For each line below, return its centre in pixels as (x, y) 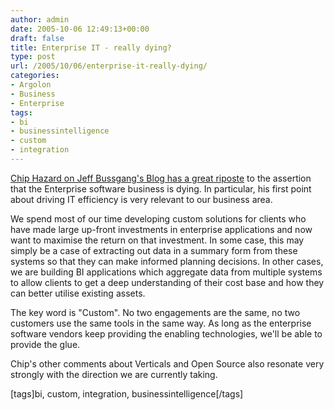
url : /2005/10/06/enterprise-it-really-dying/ (109, 66)
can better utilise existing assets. (78, 293)
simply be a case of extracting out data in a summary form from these (154, 250)
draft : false (37, 38)
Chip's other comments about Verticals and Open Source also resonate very (167, 363)
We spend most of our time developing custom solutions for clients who (158, 218)
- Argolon (31, 85)
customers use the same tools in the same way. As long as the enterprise (161, 323)
